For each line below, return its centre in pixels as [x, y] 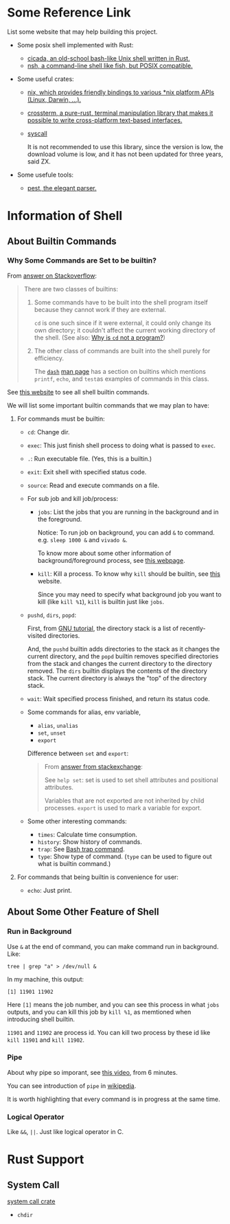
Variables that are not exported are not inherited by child [124, 800]
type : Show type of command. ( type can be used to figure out [125, 856]
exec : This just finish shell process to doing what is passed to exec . [122, 445]
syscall [37, 133]
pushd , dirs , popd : [52, 615]
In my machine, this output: [46, 979]
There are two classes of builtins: [71, 289]
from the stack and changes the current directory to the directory [120, 663]
